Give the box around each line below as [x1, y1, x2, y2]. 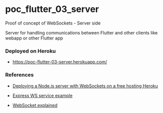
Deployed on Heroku [5, 47, 56, 54]
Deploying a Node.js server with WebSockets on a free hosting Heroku [12, 82, 158, 88]
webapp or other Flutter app [5, 35, 63, 41]
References [5, 71, 34, 78]
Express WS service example [12, 92, 73, 98]
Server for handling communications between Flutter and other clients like [5, 29, 158, 35]
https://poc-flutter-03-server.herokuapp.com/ [12, 59, 107, 65]
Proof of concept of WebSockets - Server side [5, 20, 101, 26]
